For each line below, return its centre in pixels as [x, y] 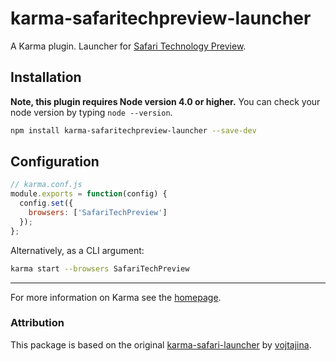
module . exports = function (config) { [89, 194]
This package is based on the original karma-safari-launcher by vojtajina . [161, 344]
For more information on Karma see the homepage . [116, 297]
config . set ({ [46, 203]
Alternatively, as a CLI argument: [77, 250]
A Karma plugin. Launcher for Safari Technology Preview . [128, 46]
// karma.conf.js [46, 185]
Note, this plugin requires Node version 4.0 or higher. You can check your [165, 101]
